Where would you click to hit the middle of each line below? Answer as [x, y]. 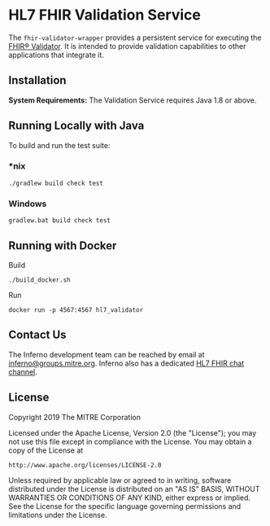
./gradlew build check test [56, 183]
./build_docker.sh [39, 280]
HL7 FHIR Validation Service [105, 15]
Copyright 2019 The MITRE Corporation [74, 417]
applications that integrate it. [56, 55]
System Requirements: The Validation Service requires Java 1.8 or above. [133, 100]
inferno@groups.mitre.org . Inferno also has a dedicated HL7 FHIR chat [126, 363]
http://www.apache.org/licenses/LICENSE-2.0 [85, 465]
